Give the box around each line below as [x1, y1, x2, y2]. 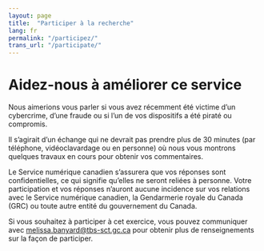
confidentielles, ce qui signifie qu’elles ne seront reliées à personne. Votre [8, 176, 252, 185]
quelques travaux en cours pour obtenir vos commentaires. [8, 152, 204, 161]
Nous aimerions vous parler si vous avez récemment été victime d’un [8, 102, 236, 112]
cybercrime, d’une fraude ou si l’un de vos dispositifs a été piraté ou [8, 111, 232, 121]
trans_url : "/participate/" [8, 42, 102, 50]
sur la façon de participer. [8, 233, 94, 244]
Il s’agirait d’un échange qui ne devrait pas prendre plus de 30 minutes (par [8, 135, 256, 145]
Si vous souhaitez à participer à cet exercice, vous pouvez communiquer [8, 217, 248, 226]
